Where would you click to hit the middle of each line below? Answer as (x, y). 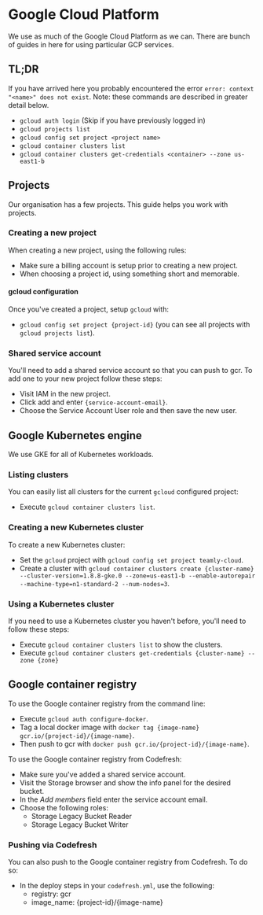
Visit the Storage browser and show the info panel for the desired (125, 782)
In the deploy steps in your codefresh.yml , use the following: (117, 886)
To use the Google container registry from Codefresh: (95, 759)
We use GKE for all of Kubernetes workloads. (81, 455)
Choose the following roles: (64, 807)
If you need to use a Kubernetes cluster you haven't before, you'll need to (127, 621)
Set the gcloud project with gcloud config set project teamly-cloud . (131, 559)
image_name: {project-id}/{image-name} (97, 902)
